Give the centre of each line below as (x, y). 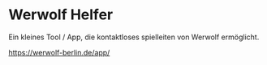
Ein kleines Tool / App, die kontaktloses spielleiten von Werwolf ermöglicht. (134, 37)
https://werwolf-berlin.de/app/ (59, 52)
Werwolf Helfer (61, 15)
